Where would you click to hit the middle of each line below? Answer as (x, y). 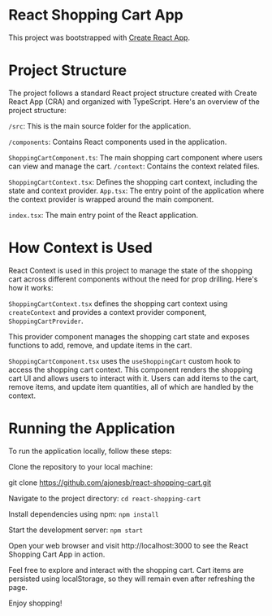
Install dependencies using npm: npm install (84, 513)
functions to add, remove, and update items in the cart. (100, 345)
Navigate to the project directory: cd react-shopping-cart (105, 498)
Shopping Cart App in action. (57, 554)
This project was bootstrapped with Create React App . (99, 37)
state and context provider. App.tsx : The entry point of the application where (136, 190)
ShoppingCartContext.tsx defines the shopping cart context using (118, 304)
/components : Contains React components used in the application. (118, 142)
